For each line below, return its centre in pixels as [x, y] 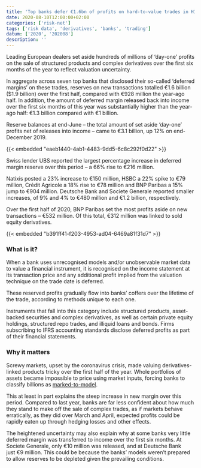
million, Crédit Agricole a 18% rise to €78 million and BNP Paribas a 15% [95, 185]
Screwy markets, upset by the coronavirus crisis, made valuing [84, 365]
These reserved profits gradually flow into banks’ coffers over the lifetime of [100, 293]
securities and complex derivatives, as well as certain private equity [109, 317]
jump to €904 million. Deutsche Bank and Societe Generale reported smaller [100, 191]
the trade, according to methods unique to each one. [71, 299]
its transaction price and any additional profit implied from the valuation [94, 275]
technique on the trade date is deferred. [55, 281]
